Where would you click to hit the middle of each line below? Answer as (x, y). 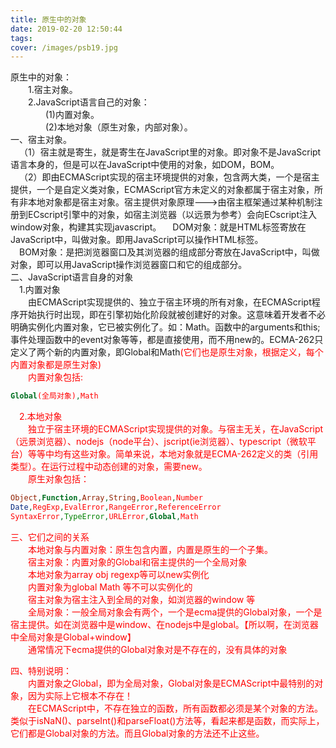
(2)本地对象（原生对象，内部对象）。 (119, 127)
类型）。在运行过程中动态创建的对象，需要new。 (109, 467)
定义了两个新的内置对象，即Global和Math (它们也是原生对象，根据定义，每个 (167, 352)
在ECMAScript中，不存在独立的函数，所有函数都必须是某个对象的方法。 (175, 708)
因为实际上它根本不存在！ (80, 695)
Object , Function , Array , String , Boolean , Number (106, 498)
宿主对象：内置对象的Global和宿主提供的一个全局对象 (138, 562)
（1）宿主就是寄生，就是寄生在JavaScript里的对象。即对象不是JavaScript (170, 152)
